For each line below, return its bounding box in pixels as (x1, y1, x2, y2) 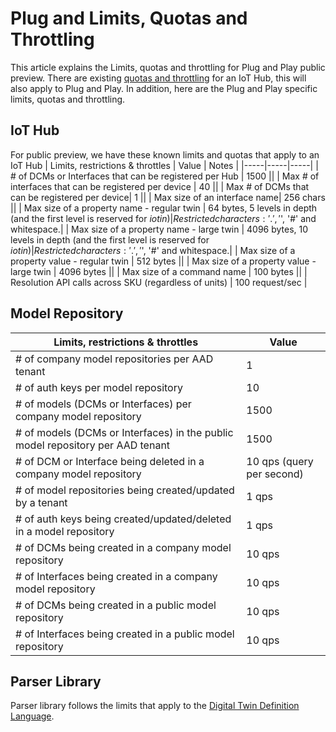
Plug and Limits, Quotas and (10, 7, 248, 30)
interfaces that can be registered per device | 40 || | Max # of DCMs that (10, 180, 310, 192)
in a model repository (15, 524, 115, 538)
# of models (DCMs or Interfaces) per (15, 397, 192, 411)
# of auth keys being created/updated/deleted (15, 512, 232, 526)
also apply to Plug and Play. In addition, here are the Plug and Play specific (10, 82, 318, 94)
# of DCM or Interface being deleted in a (15, 454, 205, 468)
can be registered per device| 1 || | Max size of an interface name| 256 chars (10, 191, 326, 203)
